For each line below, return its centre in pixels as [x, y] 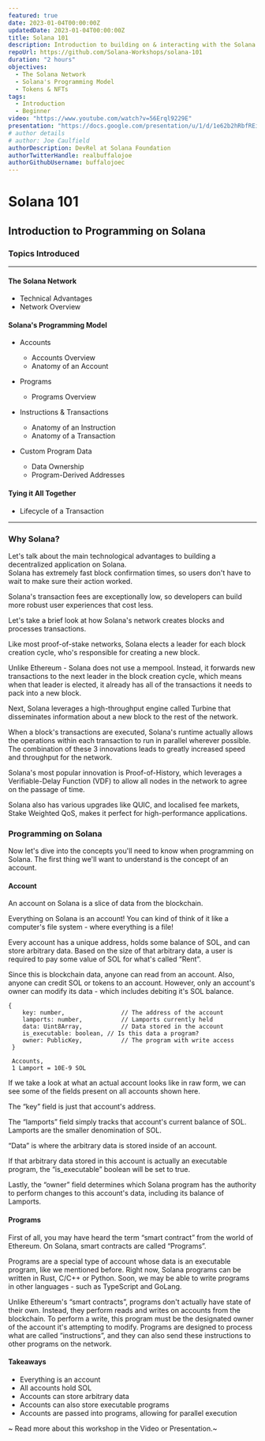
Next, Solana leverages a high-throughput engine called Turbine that [119, 708]
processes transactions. [47, 628]
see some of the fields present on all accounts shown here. [105, 1091]
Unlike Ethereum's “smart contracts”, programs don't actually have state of [130, 1302]
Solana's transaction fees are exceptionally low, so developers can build [125, 596]
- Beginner [33, 112]
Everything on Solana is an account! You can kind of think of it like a [118, 919]
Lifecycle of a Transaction [62, 510]
